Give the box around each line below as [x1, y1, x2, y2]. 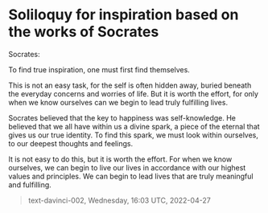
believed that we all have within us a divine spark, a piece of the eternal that [8, 121, 260, 131]
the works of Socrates [8, 23, 159, 41]
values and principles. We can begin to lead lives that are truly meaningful [8, 171, 254, 181]
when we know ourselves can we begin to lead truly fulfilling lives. [8, 97, 228, 107]
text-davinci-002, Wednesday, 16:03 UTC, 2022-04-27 [27, 195, 211, 205]
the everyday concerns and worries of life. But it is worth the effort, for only [8, 88, 259, 98]
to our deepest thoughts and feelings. [8, 138, 134, 148]
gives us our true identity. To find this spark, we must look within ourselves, [8, 130, 259, 140]
